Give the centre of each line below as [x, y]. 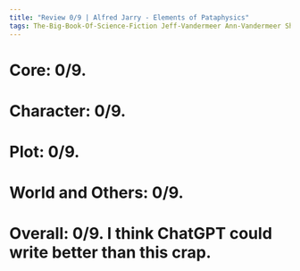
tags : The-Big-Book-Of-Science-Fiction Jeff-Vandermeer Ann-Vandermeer [145, 26]
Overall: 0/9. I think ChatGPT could [141, 234]
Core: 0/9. [48, 70]
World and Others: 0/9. [97, 193]
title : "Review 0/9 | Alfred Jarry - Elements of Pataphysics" [129, 17]
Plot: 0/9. [45, 152]
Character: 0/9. [68, 110]
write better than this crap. [110, 253]
